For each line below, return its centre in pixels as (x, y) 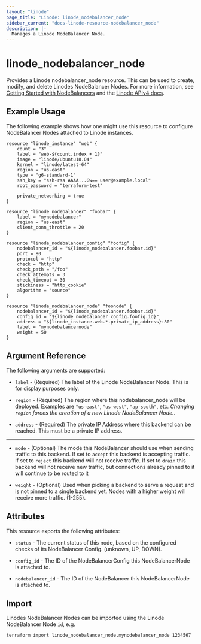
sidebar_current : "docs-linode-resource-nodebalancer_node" (83, 23)
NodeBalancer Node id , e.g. (41, 624)
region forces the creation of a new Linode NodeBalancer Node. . (95, 412)
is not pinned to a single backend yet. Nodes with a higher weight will (100, 491)
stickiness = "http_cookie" (52, 285)
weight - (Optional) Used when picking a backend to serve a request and (104, 485)
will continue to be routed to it (51, 473)
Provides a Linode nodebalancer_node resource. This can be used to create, (100, 80)
